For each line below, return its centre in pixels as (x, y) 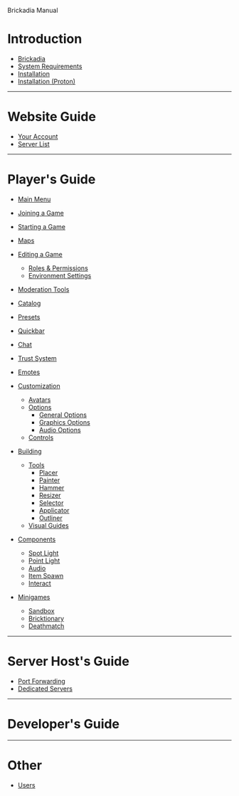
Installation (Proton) (47, 81)
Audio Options (60, 430)
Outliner (51, 518)
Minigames (34, 597)
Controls (41, 437)
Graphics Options (64, 422)
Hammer (52, 487)
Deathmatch (46, 626)
